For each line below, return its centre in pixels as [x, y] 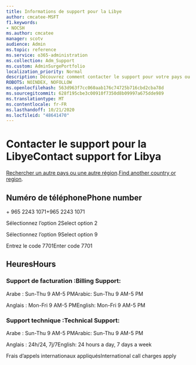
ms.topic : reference [31, 50]
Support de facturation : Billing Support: [64, 281]
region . [15, 179]
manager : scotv [25, 39]
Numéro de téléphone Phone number [74, 197]
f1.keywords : [22, 22]
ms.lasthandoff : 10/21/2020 [40, 110]
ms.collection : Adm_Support [40, 60]
